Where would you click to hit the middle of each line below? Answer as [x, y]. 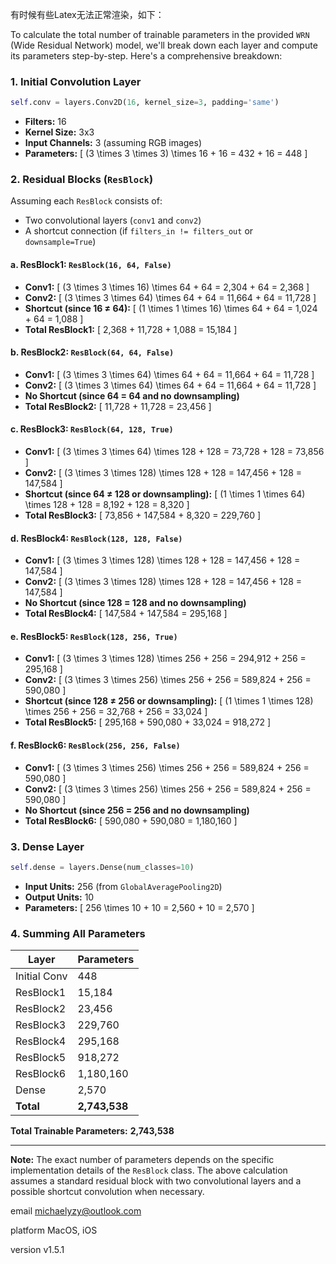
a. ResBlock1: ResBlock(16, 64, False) [91, 265]
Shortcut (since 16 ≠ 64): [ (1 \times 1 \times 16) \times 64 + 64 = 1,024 [171, 308]
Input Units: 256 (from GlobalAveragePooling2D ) [123, 886]
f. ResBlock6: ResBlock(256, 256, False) [95, 745]
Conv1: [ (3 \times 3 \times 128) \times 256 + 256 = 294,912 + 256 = [165, 659]
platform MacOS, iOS [54, 1230]
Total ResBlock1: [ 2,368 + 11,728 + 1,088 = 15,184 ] [131, 329]
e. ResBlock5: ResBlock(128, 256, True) [94, 636]
